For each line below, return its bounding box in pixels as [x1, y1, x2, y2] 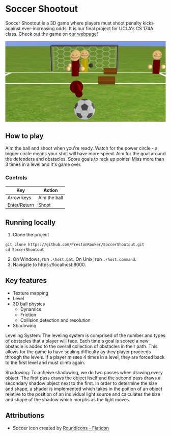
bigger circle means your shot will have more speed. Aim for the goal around [5, 151, 166, 157]
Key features [5, 276, 47, 285]
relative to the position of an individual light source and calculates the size [5, 391, 160, 397]
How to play [5, 131, 44, 140]
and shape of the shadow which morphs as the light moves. [5, 396, 131, 402]
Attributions [5, 411, 45, 420]
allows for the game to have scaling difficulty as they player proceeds [5, 348, 151, 355]
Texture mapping [12, 289, 49, 296]
